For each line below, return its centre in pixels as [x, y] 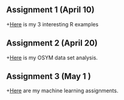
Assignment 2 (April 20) [52, 43]
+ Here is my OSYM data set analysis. [52, 57]
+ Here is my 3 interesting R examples [52, 24]
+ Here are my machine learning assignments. [62, 91]
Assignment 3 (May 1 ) [49, 76]
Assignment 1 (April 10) [50, 10]
